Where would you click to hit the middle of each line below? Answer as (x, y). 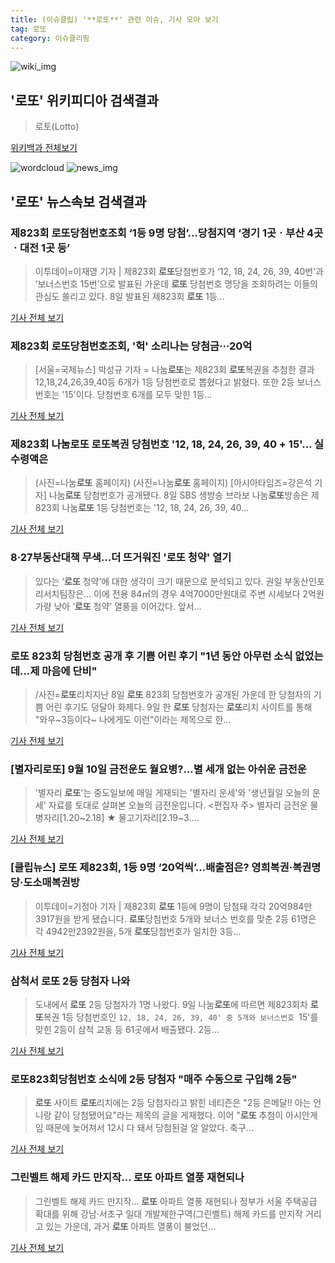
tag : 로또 (28, 29)
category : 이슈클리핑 (50, 38)
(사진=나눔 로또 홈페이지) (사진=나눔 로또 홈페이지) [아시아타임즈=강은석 (173, 483)
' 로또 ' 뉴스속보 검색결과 (78, 201)
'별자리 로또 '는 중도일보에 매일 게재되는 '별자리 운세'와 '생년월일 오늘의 (172, 793)
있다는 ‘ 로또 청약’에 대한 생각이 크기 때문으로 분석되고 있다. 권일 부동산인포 (179, 581)
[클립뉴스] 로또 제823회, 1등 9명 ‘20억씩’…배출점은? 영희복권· (151, 868)
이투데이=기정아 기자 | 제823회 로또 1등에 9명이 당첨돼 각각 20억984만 (173, 906)
